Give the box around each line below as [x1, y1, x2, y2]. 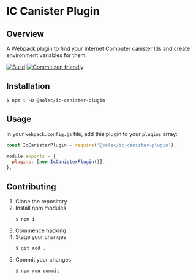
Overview [6, 29, 45, 39]
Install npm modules [15, 204, 66, 211]
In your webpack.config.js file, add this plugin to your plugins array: [6, 130, 178, 137]
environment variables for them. [6, 51, 87, 59]
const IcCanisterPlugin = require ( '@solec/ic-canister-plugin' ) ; [6, 142, 176, 148]
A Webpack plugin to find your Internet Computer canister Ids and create [6, 45, 190, 52]
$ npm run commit [15, 268, 60, 274]
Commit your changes [15, 255, 72, 263]
